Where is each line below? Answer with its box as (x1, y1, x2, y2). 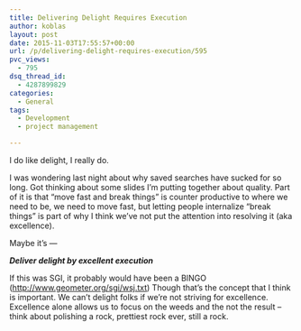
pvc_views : (9, 55, 50, 64)
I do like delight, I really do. (9, 155, 110, 165)
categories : (9, 88, 54, 97)
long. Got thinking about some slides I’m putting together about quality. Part (9, 182, 290, 192)
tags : (9, 106, 30, 115)
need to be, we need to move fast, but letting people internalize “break (9, 201, 271, 212)
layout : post (9, 30, 59, 39)
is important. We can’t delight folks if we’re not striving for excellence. (9, 292, 269, 302)
